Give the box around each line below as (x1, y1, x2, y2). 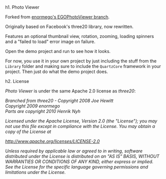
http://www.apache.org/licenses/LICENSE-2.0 (5, 138, 100, 144)
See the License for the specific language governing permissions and (5, 164, 149, 169)
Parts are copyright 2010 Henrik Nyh (5, 108, 81, 114)
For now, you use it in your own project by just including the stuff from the (5, 58, 157, 64)
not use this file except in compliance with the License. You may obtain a (5, 123, 156, 129)
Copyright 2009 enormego (5, 103, 60, 109)
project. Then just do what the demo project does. (5, 68, 108, 74)
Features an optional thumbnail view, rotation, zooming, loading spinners (5, 33, 155, 39)
